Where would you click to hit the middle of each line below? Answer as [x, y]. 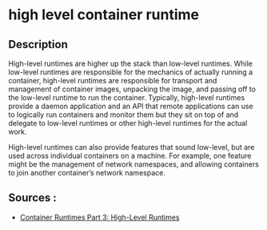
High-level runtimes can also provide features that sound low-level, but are [132, 147]
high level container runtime [104, 15]
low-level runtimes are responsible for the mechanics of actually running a [131, 72]
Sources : [33, 198]
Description [38, 44]
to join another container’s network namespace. [87, 173]
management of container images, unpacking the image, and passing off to [132, 89]
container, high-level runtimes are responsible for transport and [113, 81]
